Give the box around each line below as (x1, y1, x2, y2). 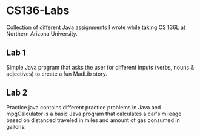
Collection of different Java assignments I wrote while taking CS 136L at (6, 24, 186, 31)
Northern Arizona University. (6, 30, 78, 37)
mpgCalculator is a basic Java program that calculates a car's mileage (6, 110, 182, 117)
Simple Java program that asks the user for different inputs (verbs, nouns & (6, 63, 195, 71)
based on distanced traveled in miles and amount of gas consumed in (6, 116, 180, 124)
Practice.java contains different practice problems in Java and (6, 103, 161, 111)
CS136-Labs (6, 4, 70, 18)
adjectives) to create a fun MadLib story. (6, 70, 108, 77)
